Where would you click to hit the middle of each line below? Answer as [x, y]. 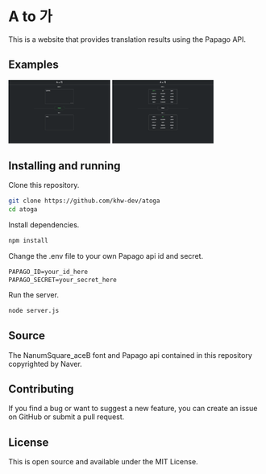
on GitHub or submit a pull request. [66, 417]
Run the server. [33, 294]
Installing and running [64, 166]
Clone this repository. [44, 185]
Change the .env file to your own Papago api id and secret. [106, 256]
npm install [28, 241]
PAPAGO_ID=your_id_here [48, 272]
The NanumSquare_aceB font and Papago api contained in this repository [130, 355]
